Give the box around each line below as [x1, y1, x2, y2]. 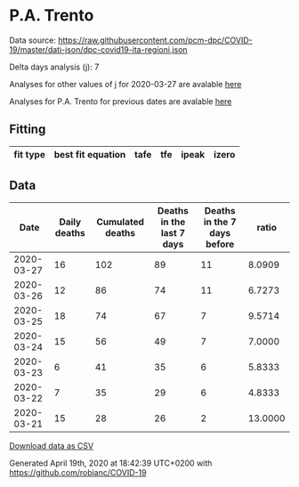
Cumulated [96, 215, 144, 228]
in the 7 [203, 215, 237, 228]
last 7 [160, 226, 185, 239]
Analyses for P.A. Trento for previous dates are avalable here [9, 95, 232, 107]
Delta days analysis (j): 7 [9, 61, 100, 72]
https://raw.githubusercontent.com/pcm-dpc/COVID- [57, 35, 254, 45]
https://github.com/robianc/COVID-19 [9, 467, 147, 477]
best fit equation [53, 148, 126, 160]
